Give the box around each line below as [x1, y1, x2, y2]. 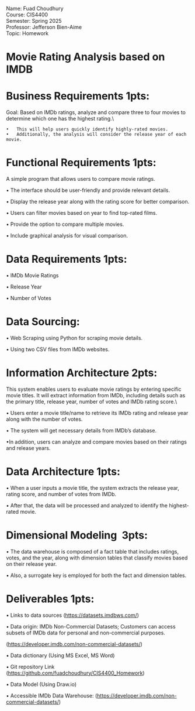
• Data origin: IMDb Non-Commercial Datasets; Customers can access [6, 623, 176, 630]
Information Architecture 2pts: [6, 366, 158, 380]
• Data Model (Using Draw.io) [6, 681, 77, 688]
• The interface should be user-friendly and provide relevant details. [6, 187, 170, 194]
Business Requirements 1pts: [6, 90, 150, 103]
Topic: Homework [6, 30, 49, 37]
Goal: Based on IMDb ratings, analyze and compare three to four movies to [6, 109, 186, 116]
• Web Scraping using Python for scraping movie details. [6, 334, 143, 341]
